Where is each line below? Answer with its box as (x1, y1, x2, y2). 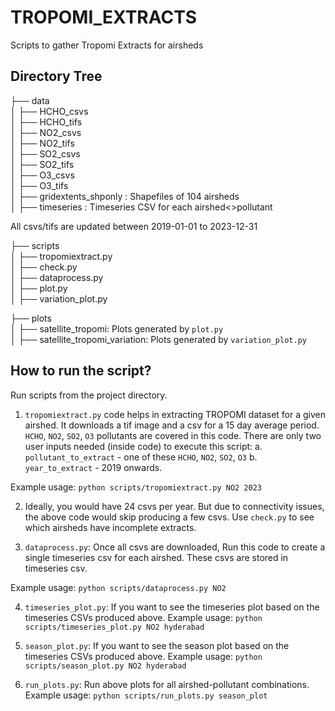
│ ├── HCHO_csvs (10, 105, 89, 117)
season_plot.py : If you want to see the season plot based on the (24, 639, 290, 651)
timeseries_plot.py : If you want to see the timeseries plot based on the (24, 601, 320, 613)
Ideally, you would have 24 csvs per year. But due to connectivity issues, (24, 500, 325, 512)
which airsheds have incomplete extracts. (24, 521, 197, 533)
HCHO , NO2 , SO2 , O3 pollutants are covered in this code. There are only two (24, 429, 322, 441)
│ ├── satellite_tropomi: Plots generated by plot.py (10, 322, 224, 335)
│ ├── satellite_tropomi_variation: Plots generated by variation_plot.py (10, 333, 307, 345)
